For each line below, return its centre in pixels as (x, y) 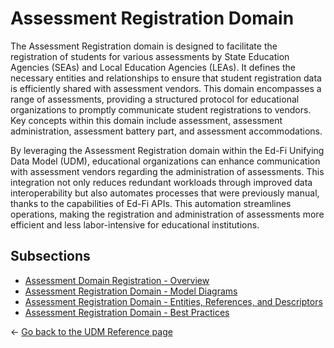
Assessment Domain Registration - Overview (117, 280)
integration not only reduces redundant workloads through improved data (161, 182)
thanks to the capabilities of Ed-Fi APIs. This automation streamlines (151, 203)
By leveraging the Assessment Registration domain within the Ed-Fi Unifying (167, 150)
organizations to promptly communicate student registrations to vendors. (161, 109)
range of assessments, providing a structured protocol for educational (155, 99)
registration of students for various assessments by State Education (150, 56)
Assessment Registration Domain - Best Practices (127, 312)
